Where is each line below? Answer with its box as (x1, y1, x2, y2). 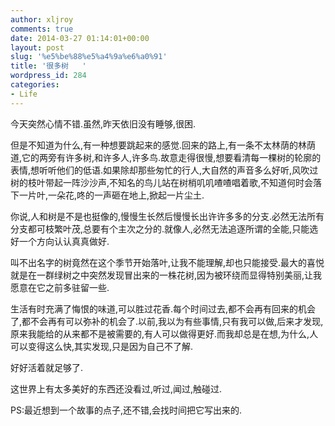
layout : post (10, 42, 65, 53)
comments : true (10, 24, 74, 34)
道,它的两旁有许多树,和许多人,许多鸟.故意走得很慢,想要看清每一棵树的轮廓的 (10, 151, 322, 163)
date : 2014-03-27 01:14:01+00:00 (10, 33, 150, 43)
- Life (10, 89, 38, 99)
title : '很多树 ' (10, 61, 87, 71)
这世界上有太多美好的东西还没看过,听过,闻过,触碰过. (10, 382, 223, 395)
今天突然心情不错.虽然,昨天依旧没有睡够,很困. (10, 117, 197, 130)
